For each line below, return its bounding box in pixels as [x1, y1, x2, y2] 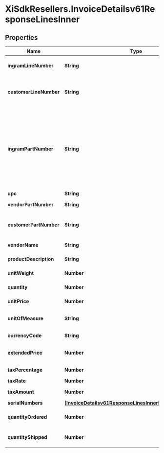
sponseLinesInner [5, 14, 80, 25]
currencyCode [7, 332, 42, 339]
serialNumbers [7, 400, 43, 406]
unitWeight [7, 270, 34, 276]
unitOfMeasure [7, 315, 44, 322]
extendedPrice [7, 349, 42, 356]
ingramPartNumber [7, 145, 54, 152]
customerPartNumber [7, 221, 60, 228]
